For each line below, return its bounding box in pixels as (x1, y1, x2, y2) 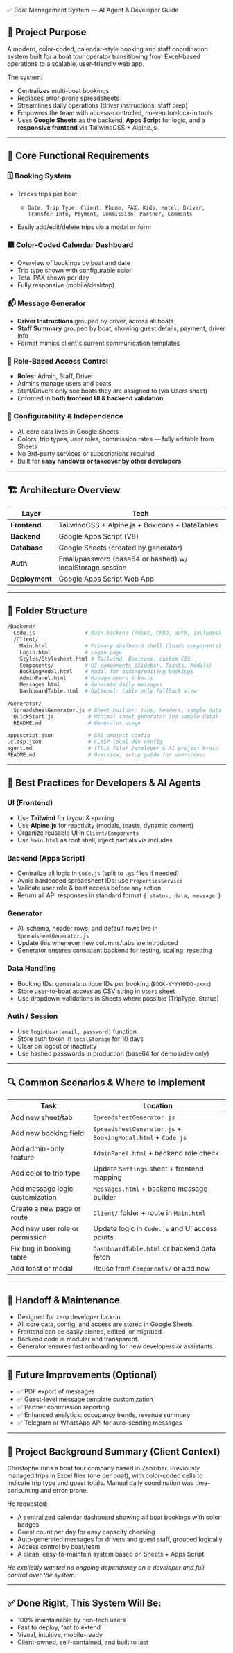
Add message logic (10, 1183, 74, 1193)
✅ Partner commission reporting (17, 1403, 110, 1412)
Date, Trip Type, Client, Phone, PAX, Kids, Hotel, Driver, (27, 204, 205, 211)
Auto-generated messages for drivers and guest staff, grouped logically (17, 1535, 223, 1543)
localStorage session (58, 562, 127, 572)
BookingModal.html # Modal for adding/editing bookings (19, 668, 194, 675)
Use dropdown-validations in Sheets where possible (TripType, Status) (17, 994, 220, 1002)
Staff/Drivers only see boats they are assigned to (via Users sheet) (17, 387, 208, 395)
